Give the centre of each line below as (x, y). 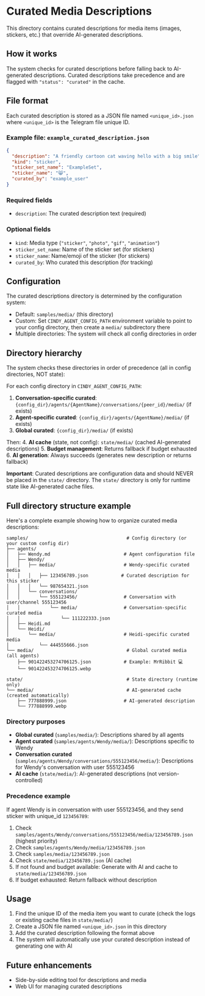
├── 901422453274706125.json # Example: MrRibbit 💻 (100, 662)
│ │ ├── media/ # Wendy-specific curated (98, 565)
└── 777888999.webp (42, 706)
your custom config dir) (38, 544)
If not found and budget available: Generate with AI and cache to (96, 866)
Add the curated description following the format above (85, 933)
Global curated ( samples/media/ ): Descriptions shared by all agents (99, 735)
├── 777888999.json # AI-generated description (106, 701)
